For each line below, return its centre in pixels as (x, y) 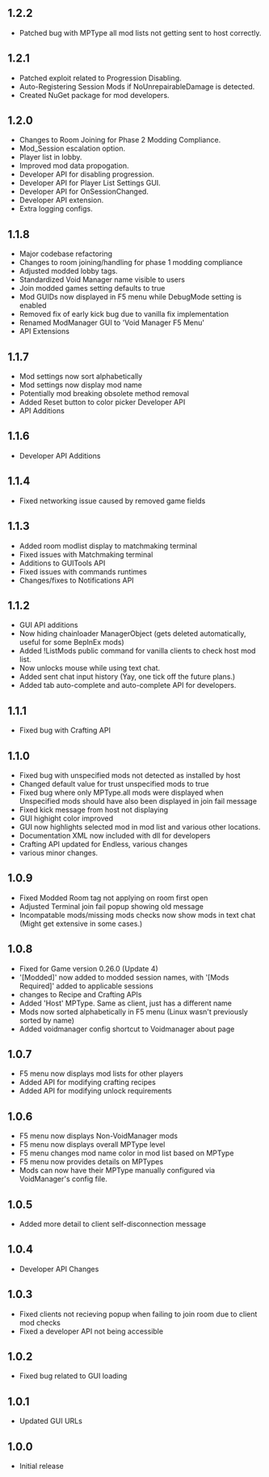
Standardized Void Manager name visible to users (102, 280)
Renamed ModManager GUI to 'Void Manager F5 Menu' (112, 322)
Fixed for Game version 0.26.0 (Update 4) (88, 968)
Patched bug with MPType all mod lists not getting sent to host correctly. (140, 32)
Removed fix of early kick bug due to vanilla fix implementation (124, 314)
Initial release (41, 1466)
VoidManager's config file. (63, 1179)
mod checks (40, 1322)
